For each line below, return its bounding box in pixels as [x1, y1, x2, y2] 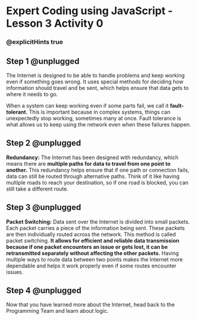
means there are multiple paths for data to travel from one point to [6, 160, 170, 167]
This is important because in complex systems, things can [28, 108, 170, 115]
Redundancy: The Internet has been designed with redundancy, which [6, 154, 179, 161]
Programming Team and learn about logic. [6, 308, 109, 315]
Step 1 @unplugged [6, 56, 80, 66]
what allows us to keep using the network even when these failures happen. [6, 121, 191, 128]
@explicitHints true [6, 38, 63, 46]
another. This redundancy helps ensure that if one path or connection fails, [6, 166, 189, 173]
